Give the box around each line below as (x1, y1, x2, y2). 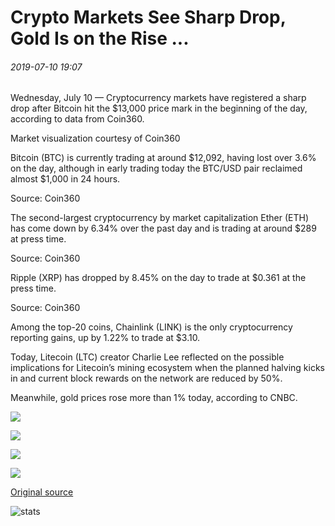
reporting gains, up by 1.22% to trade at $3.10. (10, 332, 201, 344)
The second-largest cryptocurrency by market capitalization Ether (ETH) (10, 212, 310, 224)
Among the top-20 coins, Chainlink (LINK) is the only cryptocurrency (10, 321, 293, 333)
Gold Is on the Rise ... (10, 27, 190, 50)
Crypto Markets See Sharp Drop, (10, 6, 287, 29)
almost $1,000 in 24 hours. (10, 173, 121, 185)
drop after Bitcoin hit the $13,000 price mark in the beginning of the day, (10, 102, 308, 115)
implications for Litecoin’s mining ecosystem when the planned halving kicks (10, 362, 325, 374)
